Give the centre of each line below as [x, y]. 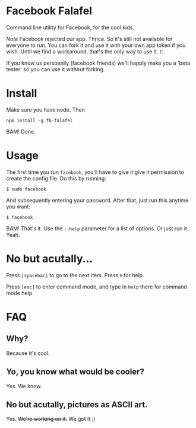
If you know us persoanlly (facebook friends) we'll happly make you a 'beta [98, 63]
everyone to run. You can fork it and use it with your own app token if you [96, 45]
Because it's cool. [28, 353]
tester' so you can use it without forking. [56, 69]
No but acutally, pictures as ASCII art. [77, 405]
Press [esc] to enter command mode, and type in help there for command [97, 287]
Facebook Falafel [49, 11]
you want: [18, 207]
